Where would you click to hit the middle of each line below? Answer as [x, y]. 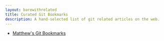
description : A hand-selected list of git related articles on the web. [82, 19]
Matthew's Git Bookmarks [39, 33]
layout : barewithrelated [31, 10]
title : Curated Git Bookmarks [37, 14]
